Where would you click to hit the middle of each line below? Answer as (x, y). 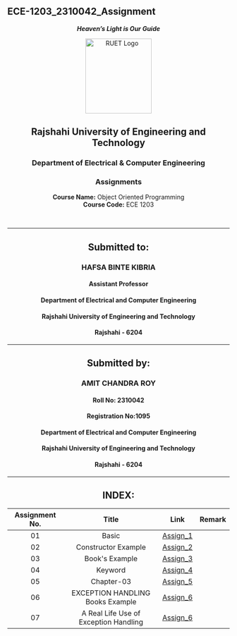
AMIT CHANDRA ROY (119, 384)
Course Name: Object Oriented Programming (119, 197)
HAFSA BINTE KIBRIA (119, 267)
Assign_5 (177, 582)
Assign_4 (177, 570)
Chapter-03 (111, 582)
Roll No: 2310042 (119, 400)
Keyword (111, 570)
